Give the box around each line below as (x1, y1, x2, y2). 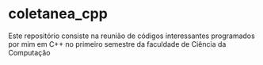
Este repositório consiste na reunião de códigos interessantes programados (8, 31, 255, 40)
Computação (8, 48, 51, 57)
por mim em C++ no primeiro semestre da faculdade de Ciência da (8, 39, 227, 48)
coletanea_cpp (8, 5, 109, 23)
